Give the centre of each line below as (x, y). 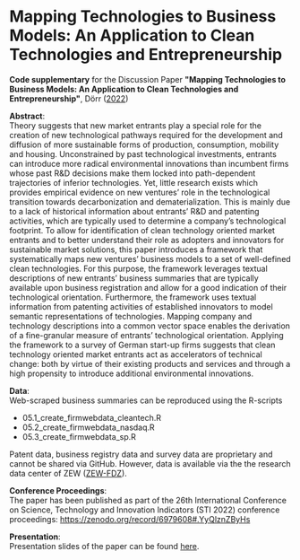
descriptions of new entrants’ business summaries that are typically (134, 278)
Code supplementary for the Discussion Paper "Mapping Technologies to (148, 79)
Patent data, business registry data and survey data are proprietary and (141, 454)
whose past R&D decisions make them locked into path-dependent (133, 173)
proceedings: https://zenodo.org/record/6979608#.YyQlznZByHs (130, 519)
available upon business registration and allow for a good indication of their (148, 287)
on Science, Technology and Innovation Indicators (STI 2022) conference (145, 510)
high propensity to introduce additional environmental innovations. (132, 373)
